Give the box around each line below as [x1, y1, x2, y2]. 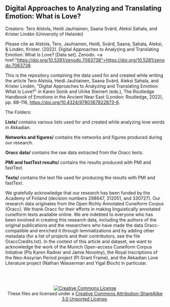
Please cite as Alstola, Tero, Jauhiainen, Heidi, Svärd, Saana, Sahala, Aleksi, [5, 41, 163, 47]
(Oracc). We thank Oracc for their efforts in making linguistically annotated [5, 206, 161, 212]
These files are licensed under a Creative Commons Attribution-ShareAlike [7, 290, 163, 296]
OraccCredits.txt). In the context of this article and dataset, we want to [5, 238, 152, 244]
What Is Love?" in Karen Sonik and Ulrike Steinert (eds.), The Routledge [5, 88, 154, 95]
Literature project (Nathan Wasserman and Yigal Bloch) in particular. [5, 260, 148, 266]
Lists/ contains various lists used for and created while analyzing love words [5, 119, 165, 125]
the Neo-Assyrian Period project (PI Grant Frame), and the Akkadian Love [5, 254, 158, 261]
